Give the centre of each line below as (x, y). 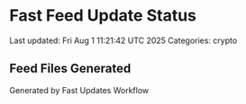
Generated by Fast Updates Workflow (79, 90)
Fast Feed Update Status (103, 16)
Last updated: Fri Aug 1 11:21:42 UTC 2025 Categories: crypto (123, 40)
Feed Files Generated (70, 69)
